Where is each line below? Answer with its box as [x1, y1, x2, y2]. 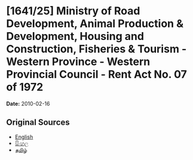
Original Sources [6, 118, 70, 128]
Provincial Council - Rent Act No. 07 [6, 67, 187, 81]
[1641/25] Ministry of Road [6, 4, 140, 18]
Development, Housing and [6, 30, 145, 43]
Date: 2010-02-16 [6, 100, 50, 107]
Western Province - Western [6, 55, 151, 69]
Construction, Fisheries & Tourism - [6, 42, 187, 56]
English [14, 133, 33, 140]
